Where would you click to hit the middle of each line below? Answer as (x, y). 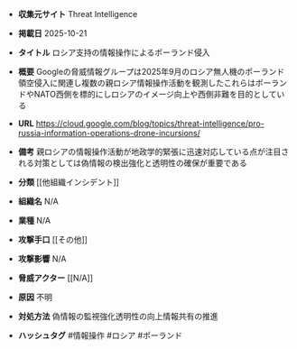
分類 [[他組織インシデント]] (69, 182)
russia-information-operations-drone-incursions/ (109, 133)
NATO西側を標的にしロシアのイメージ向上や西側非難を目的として (155, 94)
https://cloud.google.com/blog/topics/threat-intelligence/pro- (150, 124)
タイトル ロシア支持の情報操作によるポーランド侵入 (114, 52)
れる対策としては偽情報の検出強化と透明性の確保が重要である (132, 163)
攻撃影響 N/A (42, 259)
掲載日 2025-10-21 (52, 33)
